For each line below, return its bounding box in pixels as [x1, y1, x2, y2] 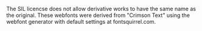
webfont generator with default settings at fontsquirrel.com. [6, 18, 156, 25]
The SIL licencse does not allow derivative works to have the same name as [6, 5, 197, 12]
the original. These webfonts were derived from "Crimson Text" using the [6, 12, 190, 19]
